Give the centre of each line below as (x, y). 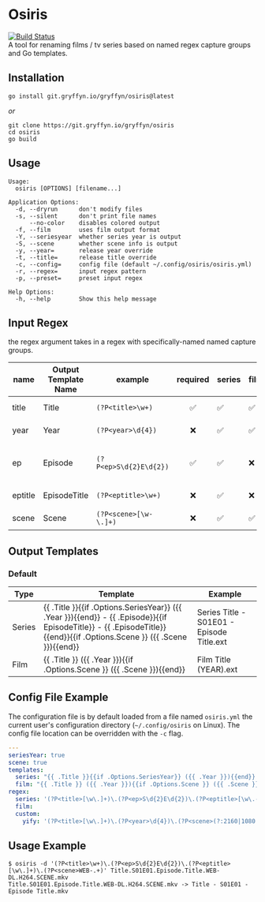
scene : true (28, 762)
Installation (36, 78)
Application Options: (44, 202)
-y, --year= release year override (84, 250)
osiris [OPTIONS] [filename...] (69, 188)
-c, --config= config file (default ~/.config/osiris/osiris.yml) (134, 264)
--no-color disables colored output (94, 223)
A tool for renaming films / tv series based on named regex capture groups (129, 44)
